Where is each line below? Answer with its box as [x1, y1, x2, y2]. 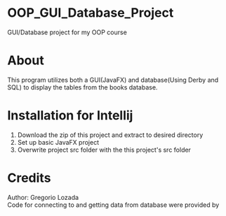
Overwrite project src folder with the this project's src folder [17, 145, 192, 154]
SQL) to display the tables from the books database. [7, 82, 158, 92]
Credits [7, 170, 51, 186]
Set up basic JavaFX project [17, 138, 100, 146]
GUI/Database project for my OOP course [7, 28, 128, 36]
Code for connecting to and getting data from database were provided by [7, 201, 220, 209]
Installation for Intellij [7, 108, 133, 124]
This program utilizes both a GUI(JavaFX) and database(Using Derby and [7, 75, 219, 84]
